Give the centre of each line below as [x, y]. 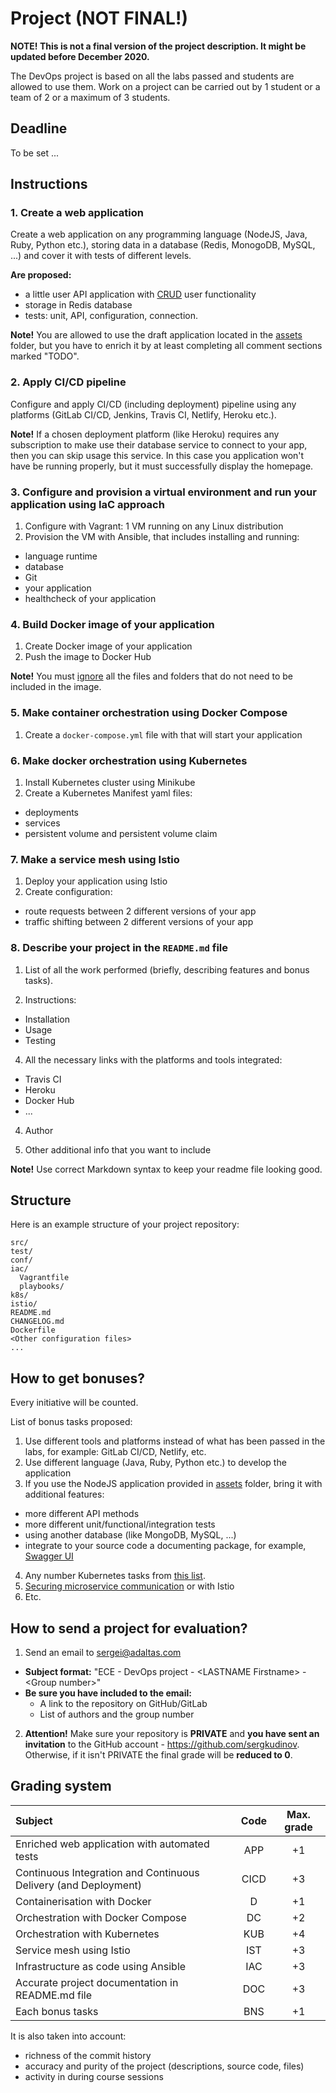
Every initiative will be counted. [74, 1403]
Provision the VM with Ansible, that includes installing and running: [162, 537]
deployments [52, 812]
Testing [40, 1040]
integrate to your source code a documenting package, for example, [165, 1546]
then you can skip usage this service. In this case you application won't [157, 455]
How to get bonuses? [77, 1378]
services [42, 823]
